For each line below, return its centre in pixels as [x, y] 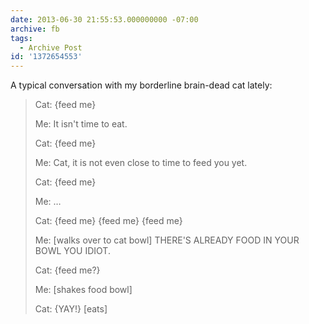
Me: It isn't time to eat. [81, 124]
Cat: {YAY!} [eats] [71, 309]
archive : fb [35, 29]
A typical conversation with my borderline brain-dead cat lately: [141, 85]
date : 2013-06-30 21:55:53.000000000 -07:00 [104, 19]
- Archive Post [51, 47]
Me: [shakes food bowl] [83, 290]
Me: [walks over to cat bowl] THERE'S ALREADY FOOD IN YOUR [167, 240]
